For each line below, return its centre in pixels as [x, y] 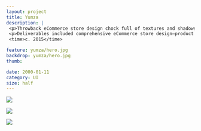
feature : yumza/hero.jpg [37, 50]
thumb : [14, 61]
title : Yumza [22, 17]
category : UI [22, 77]
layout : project [26, 12]
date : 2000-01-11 [28, 72]
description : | [25, 23]
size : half [20, 83]
